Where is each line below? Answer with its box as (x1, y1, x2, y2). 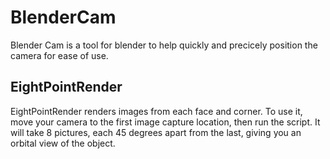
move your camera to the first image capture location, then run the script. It (10, 116, 321, 128)
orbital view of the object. (10, 137, 116, 149)
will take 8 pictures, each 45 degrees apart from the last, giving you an (10, 126, 302, 138)
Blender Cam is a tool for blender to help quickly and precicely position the (10, 39, 318, 51)
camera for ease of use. (10, 49, 109, 61)
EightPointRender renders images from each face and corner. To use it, (10, 105, 303, 117)
